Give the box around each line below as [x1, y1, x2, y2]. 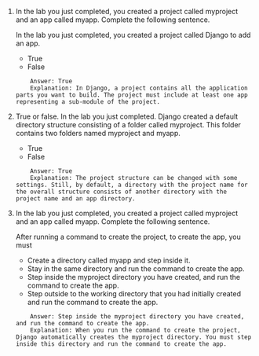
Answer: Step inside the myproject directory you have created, [30, 313, 245, 321]
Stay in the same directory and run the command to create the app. [27, 264, 245, 273]
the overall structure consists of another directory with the [15, 188, 228, 196]
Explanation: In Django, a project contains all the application [30, 84, 249, 92]
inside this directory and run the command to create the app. [15, 340, 228, 348]
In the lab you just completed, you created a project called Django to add [15, 31, 251, 39]
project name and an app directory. [15, 195, 136, 203]
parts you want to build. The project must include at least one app [15, 91, 249, 99]
